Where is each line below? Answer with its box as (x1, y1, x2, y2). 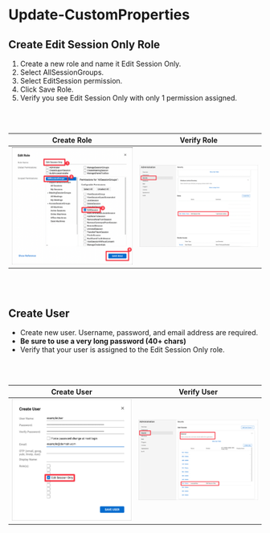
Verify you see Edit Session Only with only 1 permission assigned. (19, 93, 238, 102)
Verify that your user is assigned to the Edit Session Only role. (19, 345, 225, 355)
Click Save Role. (19, 84, 74, 94)
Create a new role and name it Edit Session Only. (19, 59, 182, 68)
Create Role (51, 135, 92, 145)
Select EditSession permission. (19, 76, 123, 85)
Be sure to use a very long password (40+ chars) (19, 336, 186, 346)
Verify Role (179, 135, 219, 145)
